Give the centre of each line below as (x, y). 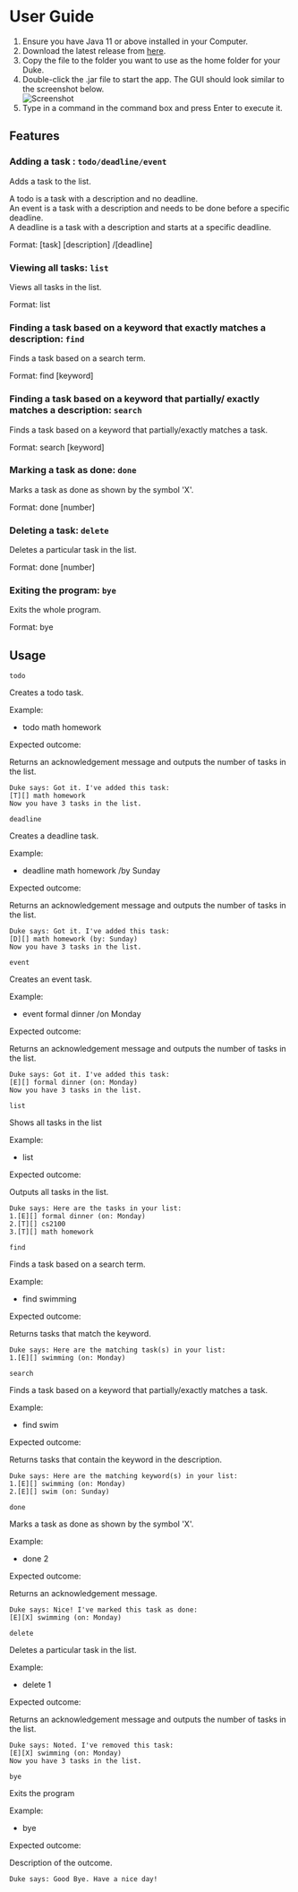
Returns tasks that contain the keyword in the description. (115, 1460)
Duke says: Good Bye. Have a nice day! (84, 1879)
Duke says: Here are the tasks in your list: (95, 1208)
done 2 (35, 1559)
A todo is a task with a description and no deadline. (104, 198)
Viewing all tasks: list (59, 268)
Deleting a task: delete (59, 530)
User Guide (52, 17)
